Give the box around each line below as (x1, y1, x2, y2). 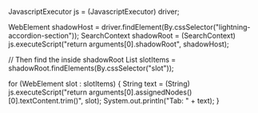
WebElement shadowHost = (8, 22, 100, 31)
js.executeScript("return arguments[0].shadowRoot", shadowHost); (8, 39, 229, 49)
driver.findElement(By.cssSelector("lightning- (101, 22, 251, 31)
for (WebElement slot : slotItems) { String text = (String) (8, 79, 190, 88)
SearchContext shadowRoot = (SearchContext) (81, 31, 236, 40)
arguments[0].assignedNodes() (89, 87, 193, 97)
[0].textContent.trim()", (8, 96, 84, 105)
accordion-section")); (8, 31, 80, 40)
